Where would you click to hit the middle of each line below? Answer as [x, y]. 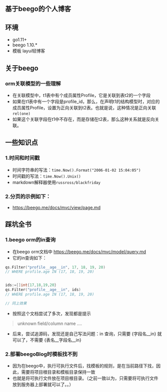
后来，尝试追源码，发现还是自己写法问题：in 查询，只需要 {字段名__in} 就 [87, 334]
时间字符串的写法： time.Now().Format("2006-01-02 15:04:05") [77, 170]
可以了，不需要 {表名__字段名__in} [47, 340]
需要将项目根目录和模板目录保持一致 [58, 372]
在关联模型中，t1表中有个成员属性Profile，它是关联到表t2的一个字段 [81, 95]
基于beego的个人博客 [38, 9]
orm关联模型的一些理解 [33, 84]
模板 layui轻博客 [29, 51]
